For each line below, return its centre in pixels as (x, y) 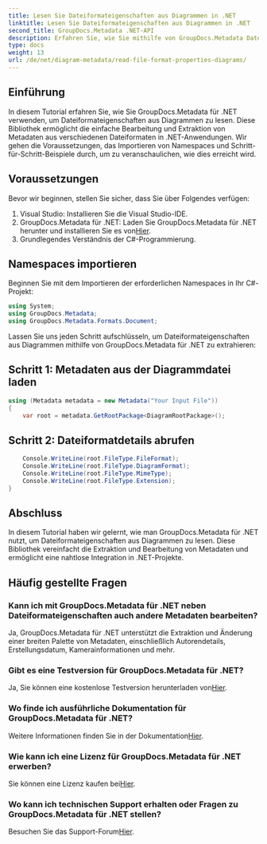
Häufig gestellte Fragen (68, 583)
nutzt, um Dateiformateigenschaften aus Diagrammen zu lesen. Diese (122, 541)
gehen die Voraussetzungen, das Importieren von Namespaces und (119, 145)
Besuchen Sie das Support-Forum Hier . (72, 832)
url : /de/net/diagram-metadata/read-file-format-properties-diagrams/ (128, 61)
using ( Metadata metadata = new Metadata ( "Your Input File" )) (113, 400)
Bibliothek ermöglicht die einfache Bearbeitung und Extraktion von (117, 128)
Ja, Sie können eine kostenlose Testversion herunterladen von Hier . (118, 688)
